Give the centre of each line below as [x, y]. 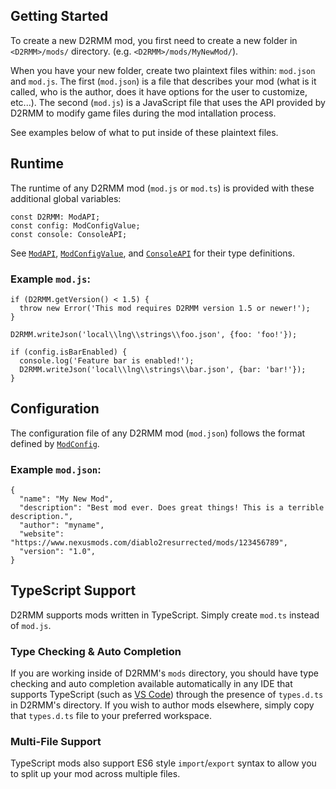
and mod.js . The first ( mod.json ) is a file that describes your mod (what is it [163, 81]
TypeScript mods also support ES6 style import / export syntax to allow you [163, 763]
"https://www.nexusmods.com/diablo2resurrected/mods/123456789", [149, 543]
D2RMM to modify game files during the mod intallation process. [143, 113]
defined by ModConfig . [55, 443]
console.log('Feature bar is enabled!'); [107, 360]
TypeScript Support [73, 590]
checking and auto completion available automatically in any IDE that [151, 684]
